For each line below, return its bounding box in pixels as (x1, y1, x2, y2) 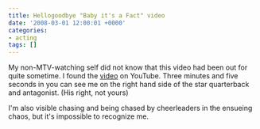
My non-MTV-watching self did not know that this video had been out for (8, 63, 248, 72)
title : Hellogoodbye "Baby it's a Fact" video (8, 11, 165, 20)
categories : (8, 26, 48, 34)
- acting (8, 33, 37, 42)
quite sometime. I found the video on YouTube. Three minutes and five (8, 71, 239, 81)
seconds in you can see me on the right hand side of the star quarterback (8, 80, 250, 89)
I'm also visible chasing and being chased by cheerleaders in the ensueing (8, 104, 253, 113)
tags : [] (8, 41, 37, 49)
